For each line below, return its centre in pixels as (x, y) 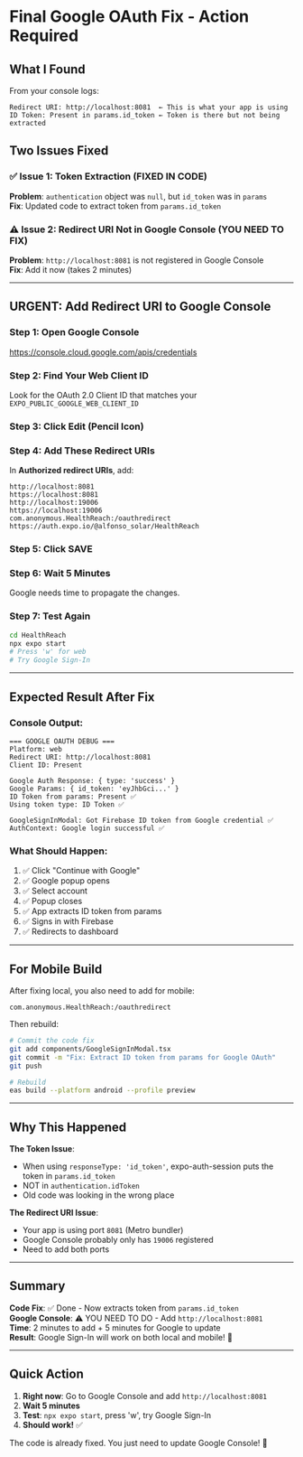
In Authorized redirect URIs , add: (72, 471)
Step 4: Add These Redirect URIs (82, 451)
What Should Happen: (59, 851)
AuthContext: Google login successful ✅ (87, 828)
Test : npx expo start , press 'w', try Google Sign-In (117, 1415)
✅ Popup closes (52, 901)
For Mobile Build (56, 969)
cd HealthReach (38, 635)
